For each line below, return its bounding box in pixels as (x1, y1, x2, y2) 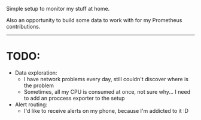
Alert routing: (14, 101, 48, 108)
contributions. (6, 23, 41, 30)
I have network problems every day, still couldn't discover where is (23, 75, 188, 82)
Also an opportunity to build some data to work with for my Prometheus (6, 17, 182, 23)
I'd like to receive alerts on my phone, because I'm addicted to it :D (23, 107, 189, 114)
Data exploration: (14, 69, 57, 76)
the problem (23, 82, 54, 89)
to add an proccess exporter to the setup (23, 94, 125, 101)
